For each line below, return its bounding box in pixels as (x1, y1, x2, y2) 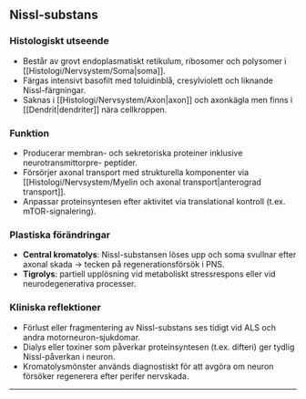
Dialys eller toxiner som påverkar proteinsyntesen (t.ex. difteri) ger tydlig (22, 341, 295, 352)
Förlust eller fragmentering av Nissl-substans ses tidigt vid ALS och (22, 321, 276, 332)
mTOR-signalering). (22, 205, 97, 216)
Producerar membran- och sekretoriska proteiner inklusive (22, 147, 243, 158)
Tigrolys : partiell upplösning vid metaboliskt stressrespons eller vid (22, 268, 276, 279)
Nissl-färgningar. (22, 84, 87, 95)
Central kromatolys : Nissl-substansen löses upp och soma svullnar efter (22, 249, 297, 260)
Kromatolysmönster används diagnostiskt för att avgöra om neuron (22, 361, 274, 372)
